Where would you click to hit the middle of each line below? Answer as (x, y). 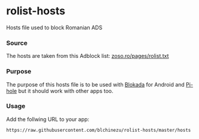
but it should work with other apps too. (66, 91)
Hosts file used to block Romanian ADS (54, 27)
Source (17, 43)
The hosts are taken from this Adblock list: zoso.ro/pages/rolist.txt (88, 56)
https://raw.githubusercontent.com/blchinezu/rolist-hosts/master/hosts (99, 130)
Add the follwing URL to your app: (48, 119)
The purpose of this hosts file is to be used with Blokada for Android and (96, 84)
